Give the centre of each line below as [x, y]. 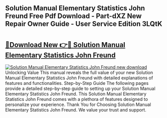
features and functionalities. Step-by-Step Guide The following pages [77, 83]
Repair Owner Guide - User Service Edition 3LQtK [84, 24]
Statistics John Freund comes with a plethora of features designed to [76, 99]
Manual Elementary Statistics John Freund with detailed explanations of [79, 78]
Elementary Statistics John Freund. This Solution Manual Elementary [76, 94]
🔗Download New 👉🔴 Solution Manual [65, 45]
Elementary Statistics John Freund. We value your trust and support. [76, 110]
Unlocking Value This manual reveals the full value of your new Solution [79, 73]
